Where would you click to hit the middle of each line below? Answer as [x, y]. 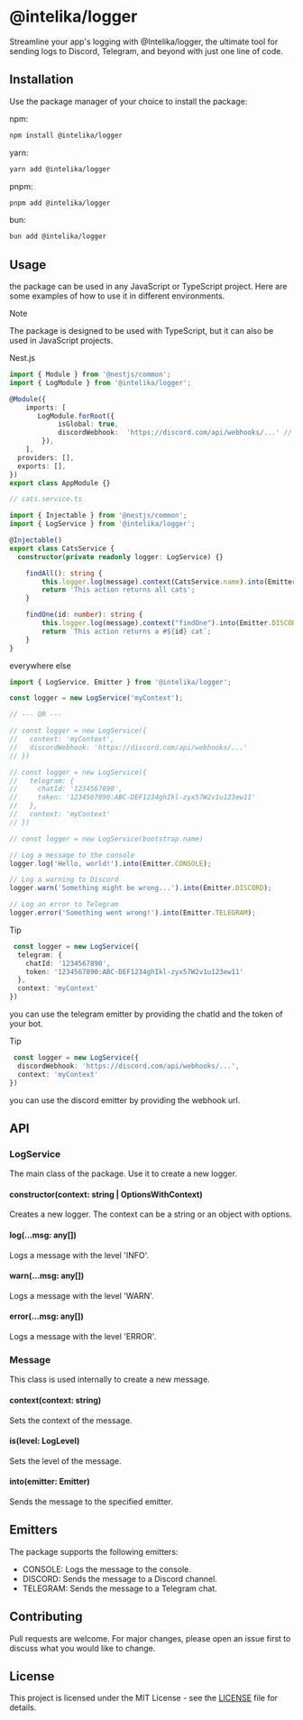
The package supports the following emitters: [94, 1551]
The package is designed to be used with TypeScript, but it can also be [142, 331]
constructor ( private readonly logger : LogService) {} [120, 556]
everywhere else [41, 666]
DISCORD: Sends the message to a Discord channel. [120, 1578]
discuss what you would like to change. [83, 1648]
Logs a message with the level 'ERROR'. [83, 1337]
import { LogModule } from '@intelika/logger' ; [101, 382]
